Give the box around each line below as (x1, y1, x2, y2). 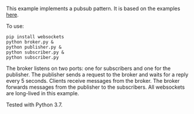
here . (6, 11, 19, 18)
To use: (6, 23, 25, 29)
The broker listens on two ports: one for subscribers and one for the (6, 65, 171, 72)
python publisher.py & (6, 44, 62, 50)
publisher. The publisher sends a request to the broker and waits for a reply (6, 71, 189, 78)
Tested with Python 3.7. (6, 101, 63, 108)
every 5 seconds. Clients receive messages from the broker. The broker (6, 78, 180, 84)
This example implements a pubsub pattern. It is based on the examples (6, 5, 180, 12)
